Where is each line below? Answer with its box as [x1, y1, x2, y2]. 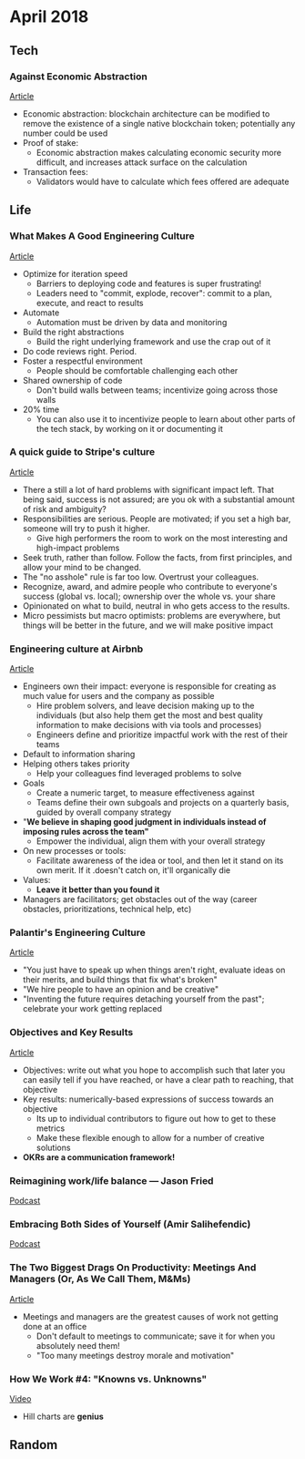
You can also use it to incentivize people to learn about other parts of [36, 413, 296, 425]
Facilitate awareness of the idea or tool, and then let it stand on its [36, 855, 284, 867]
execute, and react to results [36, 297, 144, 308]
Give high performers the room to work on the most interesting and [36, 532, 289, 543]
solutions [36, 1142, 71, 1153]
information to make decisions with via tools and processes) [36, 720, 262, 731]
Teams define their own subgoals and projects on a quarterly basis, [36, 797, 290, 808]
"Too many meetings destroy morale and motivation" [36, 1350, 235, 1361]
